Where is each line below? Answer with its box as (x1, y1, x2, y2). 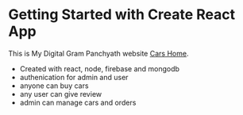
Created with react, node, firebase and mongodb (19, 63, 180, 73)
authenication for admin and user (19, 72, 129, 82)
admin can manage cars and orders (19, 98, 137, 107)
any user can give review (19, 89, 102, 98)
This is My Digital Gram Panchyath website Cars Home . (8, 48, 189, 58)
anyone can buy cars (19, 81, 89, 90)
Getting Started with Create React (8, 6, 236, 24)
